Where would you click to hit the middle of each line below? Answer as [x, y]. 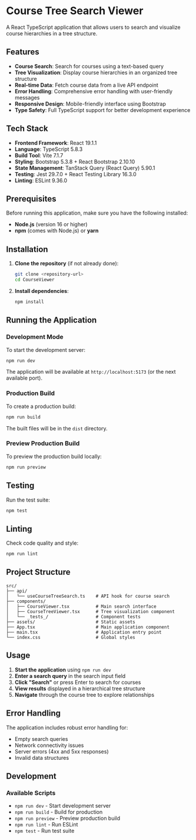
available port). [24, 378]
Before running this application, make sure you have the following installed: [97, 213]
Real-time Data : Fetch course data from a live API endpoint [87, 85]
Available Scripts [31, 793]
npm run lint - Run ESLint [46, 825]
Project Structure [38, 572]
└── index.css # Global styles [71, 637]
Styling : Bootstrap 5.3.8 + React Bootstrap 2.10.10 [75, 162]
